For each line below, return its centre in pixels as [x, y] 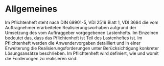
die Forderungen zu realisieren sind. [41, 58]
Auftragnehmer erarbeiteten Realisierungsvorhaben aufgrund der [71, 27]
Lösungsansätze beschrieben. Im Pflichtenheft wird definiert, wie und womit [82, 53]
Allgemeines [31, 9]
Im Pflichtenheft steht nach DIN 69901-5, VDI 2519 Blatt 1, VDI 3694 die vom [82, 22]
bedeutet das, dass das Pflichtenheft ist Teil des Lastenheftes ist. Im [74, 38]
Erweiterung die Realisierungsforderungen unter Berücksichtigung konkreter [82, 48]
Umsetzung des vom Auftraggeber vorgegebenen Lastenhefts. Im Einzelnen [82, 33]
